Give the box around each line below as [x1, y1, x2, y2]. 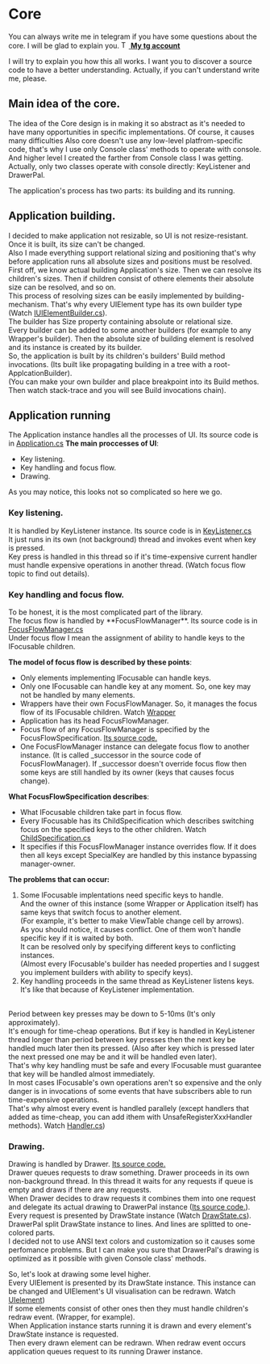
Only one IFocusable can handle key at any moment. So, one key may [19, 681, 251, 691]
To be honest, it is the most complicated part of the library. [8, 607, 203, 617]
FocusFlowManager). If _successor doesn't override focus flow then [19, 758, 247, 768]
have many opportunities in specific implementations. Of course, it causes [8, 127, 255, 137]
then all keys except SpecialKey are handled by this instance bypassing [19, 850, 257, 859]
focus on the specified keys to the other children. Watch [19, 824, 207, 834]
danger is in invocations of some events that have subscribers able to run [8, 1086, 252, 1096]
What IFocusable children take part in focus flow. [19, 807, 183, 817]
